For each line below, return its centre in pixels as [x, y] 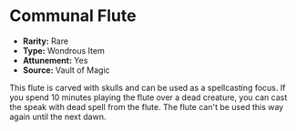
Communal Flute [73, 16]
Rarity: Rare [46, 41]
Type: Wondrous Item [63, 50]
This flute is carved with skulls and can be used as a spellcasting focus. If [148, 87]
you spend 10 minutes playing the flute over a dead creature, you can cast [148, 97]
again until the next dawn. [58, 116]
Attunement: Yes [55, 60]
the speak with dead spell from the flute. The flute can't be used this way [147, 106]
